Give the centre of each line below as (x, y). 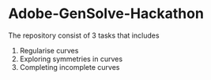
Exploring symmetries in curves (71, 59)
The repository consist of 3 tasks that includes (84, 35)
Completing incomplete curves (70, 67)
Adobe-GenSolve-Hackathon (106, 14)
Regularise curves (49, 50)
